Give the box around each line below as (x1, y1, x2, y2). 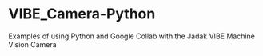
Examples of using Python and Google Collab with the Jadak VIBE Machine (8, 31, 256, 41)
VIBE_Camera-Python (8, 5, 156, 23)
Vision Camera (8, 39, 58, 49)
